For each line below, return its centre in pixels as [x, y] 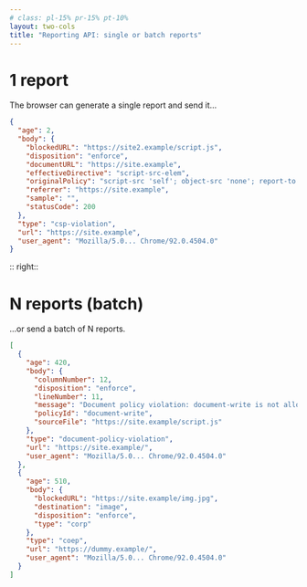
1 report [39, 80]
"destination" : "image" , [81, 507]
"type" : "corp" [63, 524]
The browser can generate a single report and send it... [113, 105]
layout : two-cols [42, 26]
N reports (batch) [77, 304]
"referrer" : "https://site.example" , [98, 190]
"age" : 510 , [48, 482]
